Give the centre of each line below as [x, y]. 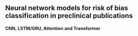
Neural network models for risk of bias [67, 8]
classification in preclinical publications [69, 16]
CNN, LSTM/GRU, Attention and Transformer [53, 28]
